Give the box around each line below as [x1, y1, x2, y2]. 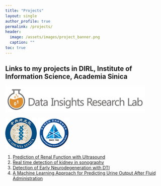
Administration [12, 175, 43, 181]
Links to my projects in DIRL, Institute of [5, 64, 132, 73]
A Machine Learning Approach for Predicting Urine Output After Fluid [12, 170, 156, 176]
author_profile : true [5, 19, 51, 24]
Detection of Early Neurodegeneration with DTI [12, 164, 110, 170]
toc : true [5, 45, 26, 50]
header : [5, 29, 22, 35]
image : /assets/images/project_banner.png [10, 35, 100, 40]
